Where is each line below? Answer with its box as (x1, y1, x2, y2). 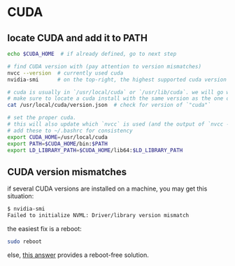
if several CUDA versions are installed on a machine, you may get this (7, 184, 208, 193)
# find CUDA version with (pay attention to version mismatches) (7, 63, 201, 70)
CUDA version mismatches (7, 165, 127, 178)
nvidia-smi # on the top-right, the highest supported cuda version (7, 76, 227, 83)
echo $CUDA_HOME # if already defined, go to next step (7, 50, 177, 57)
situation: (7, 192, 34, 200)
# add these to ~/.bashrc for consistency (7, 127, 133, 134)
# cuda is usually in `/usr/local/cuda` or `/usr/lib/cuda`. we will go (7, 89, 224, 96)
